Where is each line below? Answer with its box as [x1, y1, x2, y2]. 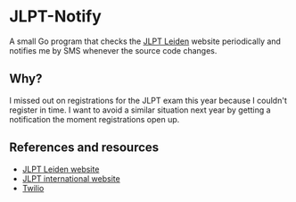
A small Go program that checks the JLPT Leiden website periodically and [9, 36, 281, 46]
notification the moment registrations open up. [9, 114, 180, 124]
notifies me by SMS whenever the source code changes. [9, 45, 218, 55]
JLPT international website [21, 173, 120, 184]
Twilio [21, 182, 45, 193]
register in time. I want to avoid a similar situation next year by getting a [9, 105, 271, 115]
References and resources [9, 140, 160, 156]
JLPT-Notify [9, 6, 103, 27]
